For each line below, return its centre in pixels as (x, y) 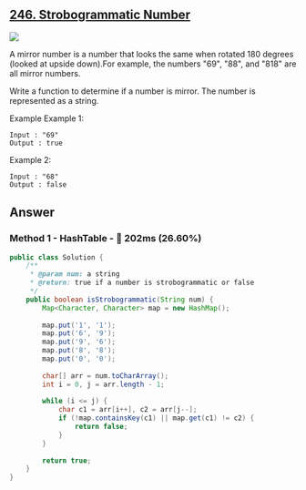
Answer (32, 213)
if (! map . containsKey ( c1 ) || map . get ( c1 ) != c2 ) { (156, 418)
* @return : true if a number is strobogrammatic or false (142, 283)
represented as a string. (54, 100)
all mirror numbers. (45, 73)
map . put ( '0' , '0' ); (79, 359)
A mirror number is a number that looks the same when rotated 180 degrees (152, 54)
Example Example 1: (47, 118)
